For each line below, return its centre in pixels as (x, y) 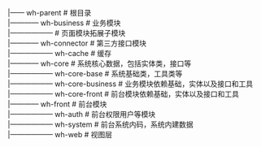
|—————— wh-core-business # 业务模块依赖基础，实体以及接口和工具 (130, 84)
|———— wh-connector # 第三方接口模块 (77, 43)
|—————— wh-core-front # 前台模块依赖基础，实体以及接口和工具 (124, 94)
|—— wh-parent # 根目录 (50, 13)
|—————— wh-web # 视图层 (60, 134)
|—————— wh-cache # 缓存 (59, 53)
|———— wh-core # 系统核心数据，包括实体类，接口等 (100, 63)
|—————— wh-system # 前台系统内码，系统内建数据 (101, 124)
